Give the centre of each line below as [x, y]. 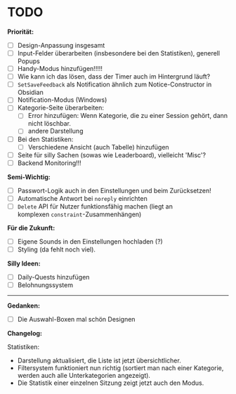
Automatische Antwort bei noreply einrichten [82, 198]
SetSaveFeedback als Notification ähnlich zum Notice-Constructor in [114, 84]
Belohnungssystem [45, 285]
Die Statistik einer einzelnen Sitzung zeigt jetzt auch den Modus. [111, 383]
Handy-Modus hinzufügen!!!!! [60, 69]
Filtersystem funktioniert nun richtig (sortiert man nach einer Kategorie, [120, 368]
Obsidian [30, 93]
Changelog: [25, 334]
